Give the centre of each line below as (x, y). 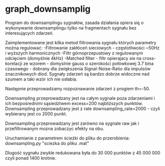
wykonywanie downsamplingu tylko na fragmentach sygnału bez (71, 28)
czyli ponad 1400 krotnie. (31, 158)
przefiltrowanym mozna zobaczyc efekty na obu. (55, 128)
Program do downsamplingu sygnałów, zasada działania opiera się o (74, 23)
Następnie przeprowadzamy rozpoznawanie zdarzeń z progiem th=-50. (78, 88)
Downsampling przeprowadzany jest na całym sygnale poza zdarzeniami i (80, 98)
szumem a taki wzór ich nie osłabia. (41, 79)
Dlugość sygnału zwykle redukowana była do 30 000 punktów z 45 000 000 (83, 153)
